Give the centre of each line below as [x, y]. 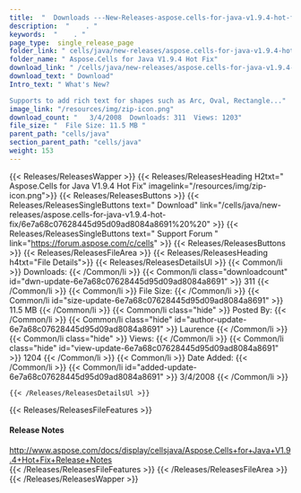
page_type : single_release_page [72, 43]
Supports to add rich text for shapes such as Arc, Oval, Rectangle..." [148, 101]
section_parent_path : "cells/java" [76, 143]
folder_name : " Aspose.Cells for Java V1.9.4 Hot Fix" [114, 59]
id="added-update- [161, 367]
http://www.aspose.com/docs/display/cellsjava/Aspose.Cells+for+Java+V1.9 [150, 450]
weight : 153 [31, 151]
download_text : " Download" [62, 76]
